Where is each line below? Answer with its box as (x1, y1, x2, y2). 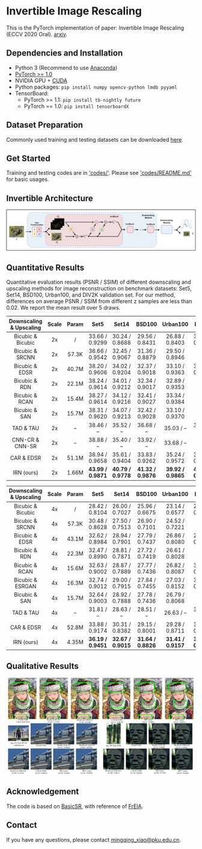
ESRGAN (14, 583, 37, 590)
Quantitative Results (6, 262, 85, 272)
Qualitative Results (6, 661, 79, 671)
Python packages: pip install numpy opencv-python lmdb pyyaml (14, 83, 177, 90)
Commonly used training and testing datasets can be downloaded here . (6, 136, 183, 143)
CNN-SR (14, 442, 37, 450)
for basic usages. (6, 176, 49, 183)
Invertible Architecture (6, 193, 93, 203)
